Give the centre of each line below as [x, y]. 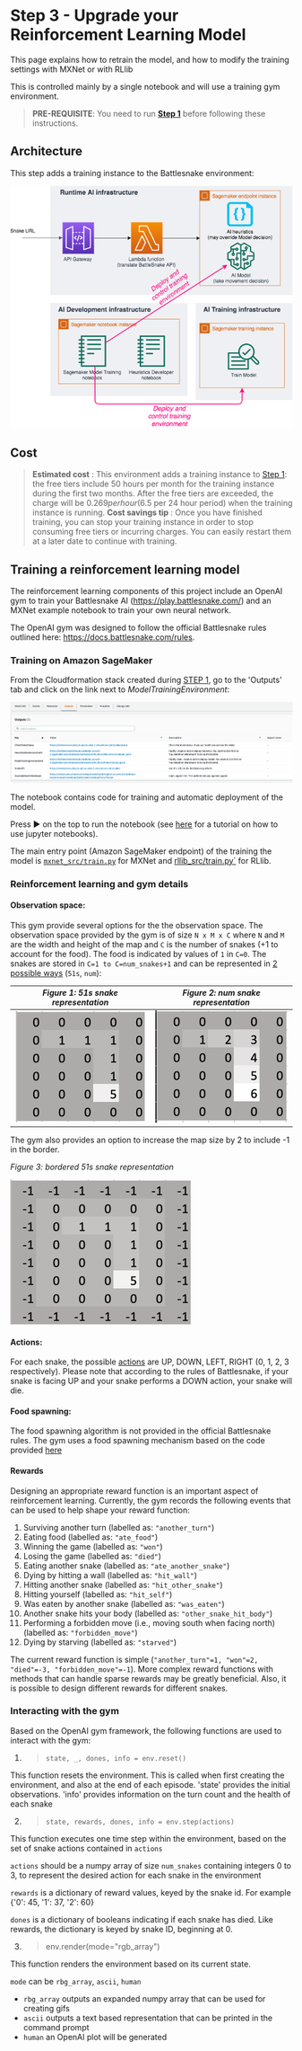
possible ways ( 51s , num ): [56, 972]
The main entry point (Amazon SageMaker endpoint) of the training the [141, 851]
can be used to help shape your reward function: [100, 1510]
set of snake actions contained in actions [86, 1848]
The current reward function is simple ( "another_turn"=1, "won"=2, [134, 1659]
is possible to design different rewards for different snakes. [119, 1688]
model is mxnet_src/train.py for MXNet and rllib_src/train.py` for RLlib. [141, 860]
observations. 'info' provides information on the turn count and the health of [151, 1794]
